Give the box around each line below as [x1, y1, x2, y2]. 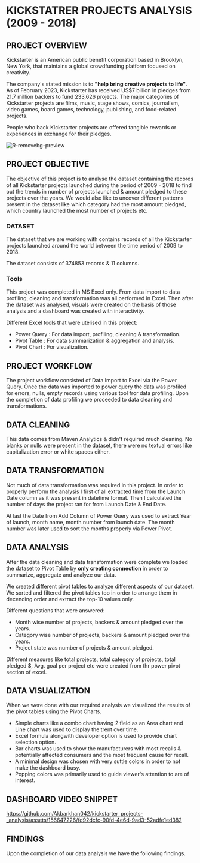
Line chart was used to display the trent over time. [14, 726, 139, 733]
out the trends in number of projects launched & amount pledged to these [6, 188, 187, 195]
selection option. [14, 738, 57, 746]
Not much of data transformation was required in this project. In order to [6, 481, 184, 488]
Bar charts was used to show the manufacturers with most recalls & [14, 745, 181, 752]
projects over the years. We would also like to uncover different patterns [6, 194, 184, 201]
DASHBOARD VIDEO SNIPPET [6, 794, 118, 804]
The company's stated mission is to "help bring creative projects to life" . [6, 80, 187, 87]
